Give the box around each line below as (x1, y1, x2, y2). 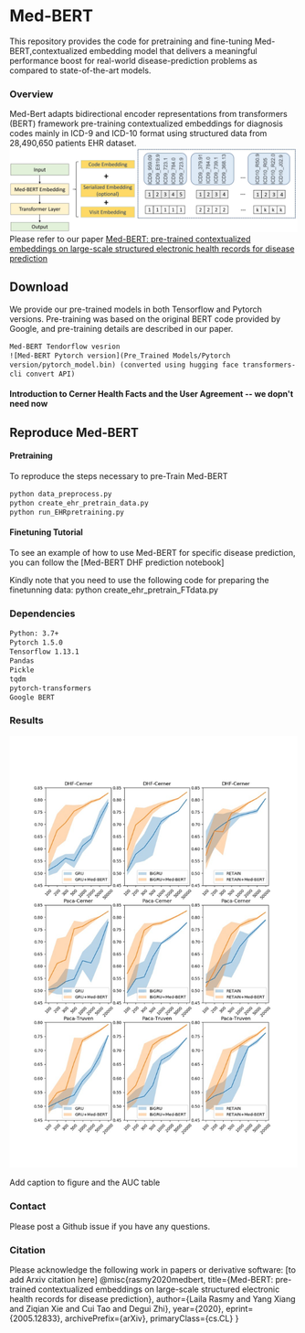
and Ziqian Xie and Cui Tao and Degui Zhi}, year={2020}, (9, 1304, 225, 1315)
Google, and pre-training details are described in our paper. (9, 323, 234, 334)
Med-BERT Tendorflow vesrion (9, 342, 121, 351)
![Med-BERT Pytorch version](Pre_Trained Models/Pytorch (9, 351, 231, 360)
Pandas (9, 656, 35, 666)
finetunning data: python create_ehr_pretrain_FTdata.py (9, 584, 219, 595)
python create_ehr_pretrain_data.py (9, 498, 149, 507)
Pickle (9, 666, 35, 675)
